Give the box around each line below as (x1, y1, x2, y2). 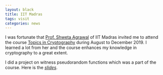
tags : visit (5, 16, 29, 21)
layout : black (5, 7, 34, 12)
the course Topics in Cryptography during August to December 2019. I (5, 40, 147, 46)
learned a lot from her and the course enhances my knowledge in (5, 45, 137, 50)
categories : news (5, 21, 41, 26)
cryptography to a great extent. (5, 50, 69, 56)
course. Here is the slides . (5, 65, 58, 71)
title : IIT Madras (5, 12, 43, 17)
